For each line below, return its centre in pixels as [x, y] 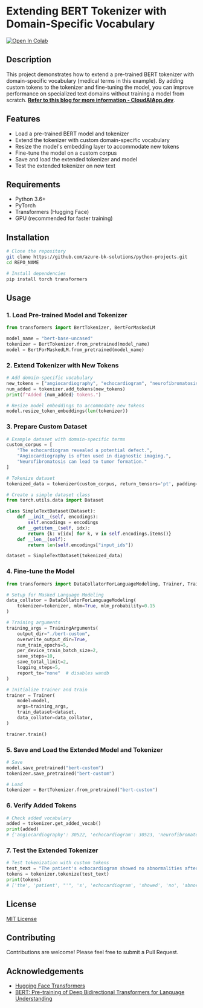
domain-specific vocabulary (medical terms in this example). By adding [95, 80]
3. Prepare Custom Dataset [47, 427]
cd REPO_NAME [23, 262]
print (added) [23, 829]
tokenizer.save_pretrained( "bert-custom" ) [60, 774]
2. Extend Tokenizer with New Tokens [63, 365]
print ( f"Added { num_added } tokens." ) [54, 395]
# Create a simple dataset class [48, 495]
